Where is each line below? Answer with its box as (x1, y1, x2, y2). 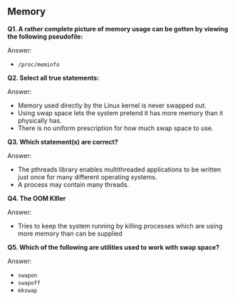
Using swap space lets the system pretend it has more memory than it (17, 108, 224, 117)
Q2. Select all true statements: (7, 73, 100, 82)
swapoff (17, 279, 41, 287)
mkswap (17, 287, 38, 294)
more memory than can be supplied (17, 229, 123, 238)
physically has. (17, 116, 62, 125)
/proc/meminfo (17, 60, 60, 68)
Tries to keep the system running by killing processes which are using (17, 221, 223, 230)
